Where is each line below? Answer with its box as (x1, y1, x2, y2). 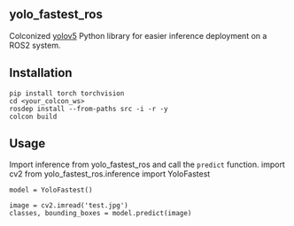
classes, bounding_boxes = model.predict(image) (9, 209, 192, 218)
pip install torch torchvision (9, 88, 125, 98)
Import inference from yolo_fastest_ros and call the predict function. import (9, 159, 285, 170)
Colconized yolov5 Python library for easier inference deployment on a (9, 30, 267, 41)
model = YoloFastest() (9, 185, 93, 195)
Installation (9, 65, 73, 80)
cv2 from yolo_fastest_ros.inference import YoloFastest (9, 169, 211, 179)
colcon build (9, 112, 58, 121)
